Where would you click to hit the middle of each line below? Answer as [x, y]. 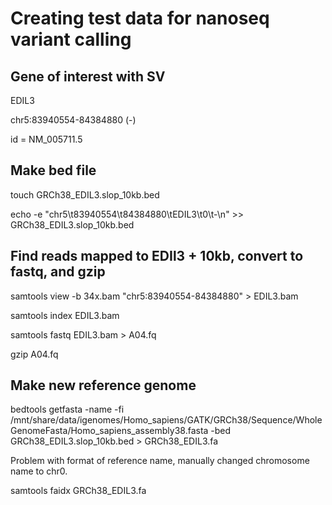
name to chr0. [39, 471]
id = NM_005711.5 [46, 139]
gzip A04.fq [34, 354]
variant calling [71, 39]
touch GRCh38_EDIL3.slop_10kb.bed [85, 194]
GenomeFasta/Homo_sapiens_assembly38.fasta [109, 431]
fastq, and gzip [58, 272]
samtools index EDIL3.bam [65, 315]
